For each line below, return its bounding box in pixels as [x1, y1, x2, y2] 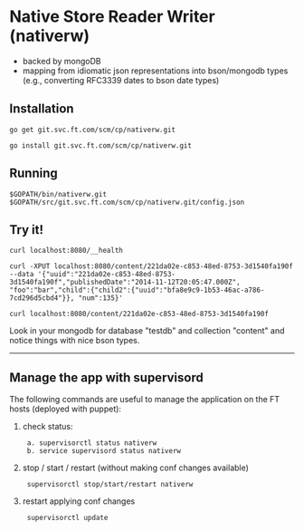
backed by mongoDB [22, 55, 101, 66]
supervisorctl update [26, 514, 109, 523]
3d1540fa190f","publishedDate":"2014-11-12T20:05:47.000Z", [9, 278, 242, 287]
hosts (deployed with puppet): [9, 403, 122, 414]
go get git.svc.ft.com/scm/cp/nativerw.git [9, 125, 176, 134]
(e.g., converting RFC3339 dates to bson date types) [22, 74, 220, 85]
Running [9, 166, 59, 181]
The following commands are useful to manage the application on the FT [9, 394, 280, 405]
